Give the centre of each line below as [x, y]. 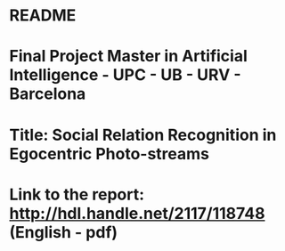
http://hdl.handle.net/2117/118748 [137, 213]
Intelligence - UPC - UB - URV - [126, 75]
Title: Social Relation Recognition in [143, 135]
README [43, 16]
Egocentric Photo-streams [110, 154]
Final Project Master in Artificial [128, 57]
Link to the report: [77, 194]
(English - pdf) [64, 232]
